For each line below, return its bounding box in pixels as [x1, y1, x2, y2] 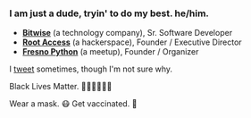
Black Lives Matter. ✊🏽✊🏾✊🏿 [9, 81, 113, 92]
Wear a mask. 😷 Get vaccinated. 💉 [9, 98, 138, 109]
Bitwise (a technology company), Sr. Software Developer [21, 28, 233, 38]
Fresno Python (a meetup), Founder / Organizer [21, 46, 199, 57]
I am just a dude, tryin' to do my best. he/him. [9, 7, 210, 20]
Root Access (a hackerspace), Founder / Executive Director [21, 37, 243, 47]
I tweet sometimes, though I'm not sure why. [9, 63, 172, 74]
